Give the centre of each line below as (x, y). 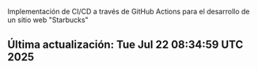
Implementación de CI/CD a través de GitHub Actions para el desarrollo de (129, 11)
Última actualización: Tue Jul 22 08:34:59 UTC (125, 45)
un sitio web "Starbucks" (48, 20)
